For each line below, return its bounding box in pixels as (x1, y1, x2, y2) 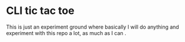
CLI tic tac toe (6, 4, 75, 17)
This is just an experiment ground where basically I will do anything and (6, 23, 179, 30)
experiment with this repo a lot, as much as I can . (6, 29, 126, 36)
